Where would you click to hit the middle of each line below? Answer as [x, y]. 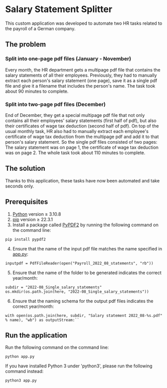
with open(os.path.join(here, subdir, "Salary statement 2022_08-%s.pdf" [84, 315]
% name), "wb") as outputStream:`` [42, 320]
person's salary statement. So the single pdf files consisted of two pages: [81, 142]
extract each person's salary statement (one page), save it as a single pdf [81, 80]
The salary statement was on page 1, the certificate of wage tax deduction [82, 147]
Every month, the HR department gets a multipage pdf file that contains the [83, 70]
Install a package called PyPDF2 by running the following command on [86, 225]
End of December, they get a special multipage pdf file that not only [75, 115]
